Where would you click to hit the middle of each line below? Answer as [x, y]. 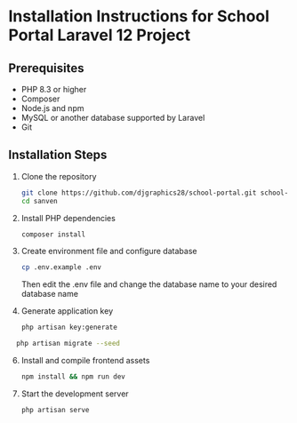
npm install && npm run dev [73, 377]
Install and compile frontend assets [85, 361]
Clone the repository [59, 176]
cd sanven [40, 201]
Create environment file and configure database [109, 251]
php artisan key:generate [69, 327]
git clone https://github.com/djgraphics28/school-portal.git [139, 193]
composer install [53, 234]
